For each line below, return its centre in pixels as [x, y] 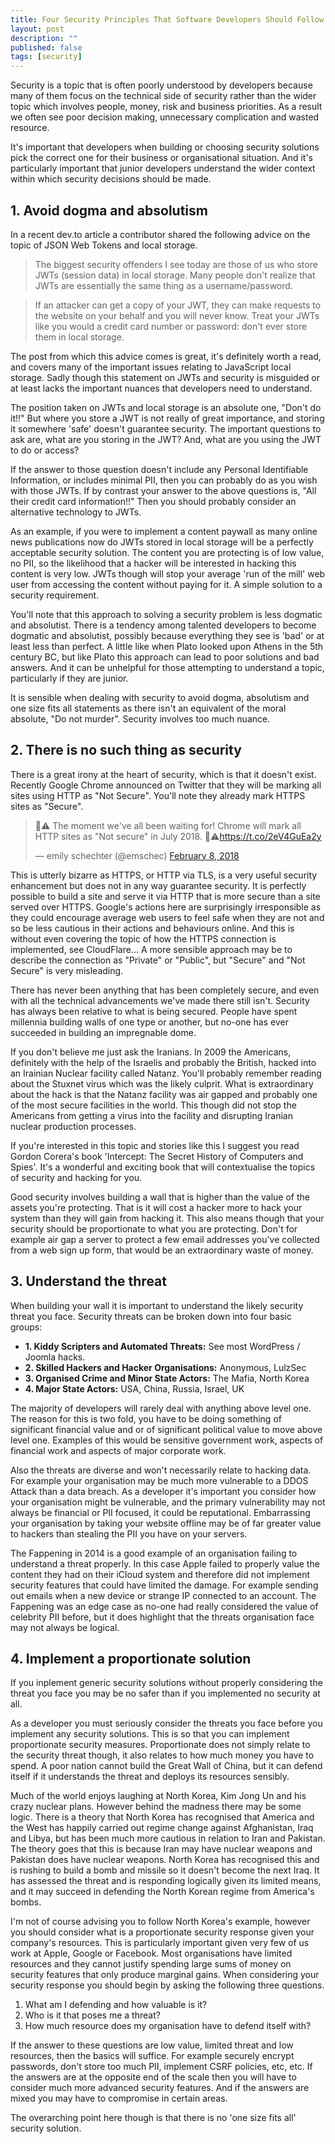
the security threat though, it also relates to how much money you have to [162, 1755]
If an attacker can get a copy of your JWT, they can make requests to [178, 305]
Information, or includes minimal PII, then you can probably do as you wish [164, 480]
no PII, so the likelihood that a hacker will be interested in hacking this [153, 563]
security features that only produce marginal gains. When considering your [165, 1975]
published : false [46, 47]
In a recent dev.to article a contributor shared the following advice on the [160, 234]
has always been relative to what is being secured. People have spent [154, 1011]
